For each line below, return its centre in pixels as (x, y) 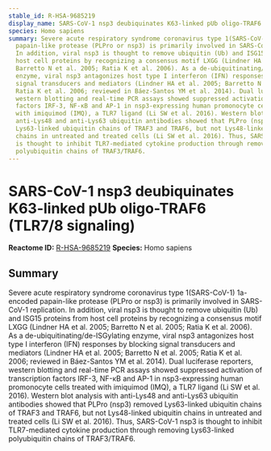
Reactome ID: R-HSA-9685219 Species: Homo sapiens (100, 248)
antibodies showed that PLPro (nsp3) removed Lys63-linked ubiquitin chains (135, 404)
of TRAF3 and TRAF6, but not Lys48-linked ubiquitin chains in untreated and (135, 413)
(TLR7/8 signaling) (72, 225)
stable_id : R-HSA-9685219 (52, 16)
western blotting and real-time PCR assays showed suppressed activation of (135, 370)
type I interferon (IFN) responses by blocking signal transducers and (122, 344)
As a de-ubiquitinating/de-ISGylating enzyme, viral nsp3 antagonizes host (131, 335)
